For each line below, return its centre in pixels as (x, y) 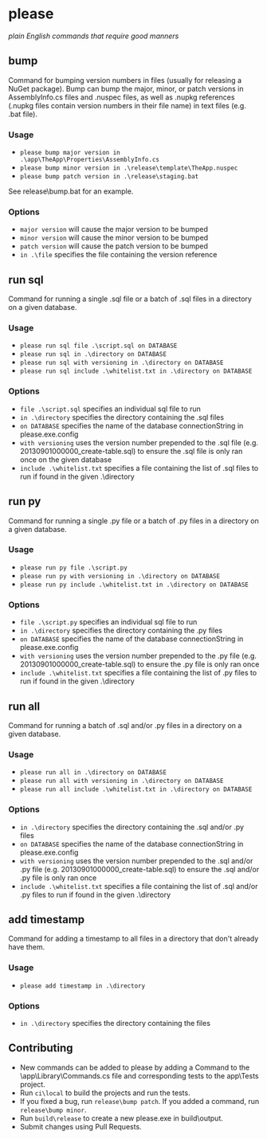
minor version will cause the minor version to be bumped (114, 238)
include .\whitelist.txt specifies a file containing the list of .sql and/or (139, 886)
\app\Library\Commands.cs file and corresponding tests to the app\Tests (139, 1075)
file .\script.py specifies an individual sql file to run (108, 622)
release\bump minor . (53, 1110)
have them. (27, 947)
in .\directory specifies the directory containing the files (115, 1023)
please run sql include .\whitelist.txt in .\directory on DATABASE (136, 371)
